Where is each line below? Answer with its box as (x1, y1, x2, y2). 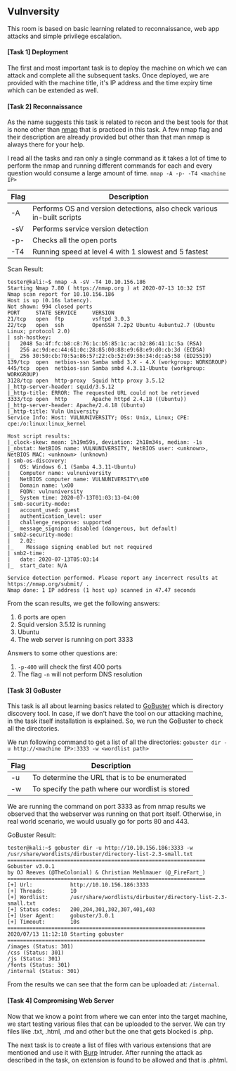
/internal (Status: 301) (7, 968, 80, 975)
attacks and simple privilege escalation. (7, 32, 122, 40)
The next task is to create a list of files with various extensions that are (7, 1041, 211, 1049)
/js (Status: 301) (7, 955, 61, 962)
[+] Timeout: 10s (7, 919, 80, 926)
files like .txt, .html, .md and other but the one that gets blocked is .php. (7, 1027, 214, 1035)
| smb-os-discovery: (7, 457, 68, 464)
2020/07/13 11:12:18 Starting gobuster (7, 931, 124, 938)
